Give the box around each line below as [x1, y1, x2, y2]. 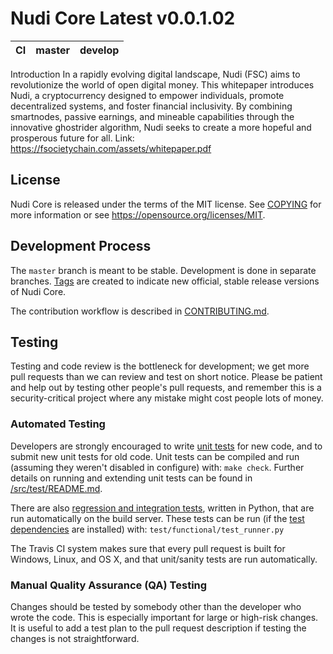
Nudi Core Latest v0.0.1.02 [10, 7, 236, 30]
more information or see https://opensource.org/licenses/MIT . [10, 208, 266, 221]
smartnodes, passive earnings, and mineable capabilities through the [10, 110, 295, 122]
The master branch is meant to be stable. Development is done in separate [10, 264, 317, 276]
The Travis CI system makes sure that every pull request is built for [10, 542, 286, 554]
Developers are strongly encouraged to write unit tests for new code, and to [10, 440, 323, 452]
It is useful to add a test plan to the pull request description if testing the [10, 622, 307, 634]
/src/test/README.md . [10, 482, 103, 494]
